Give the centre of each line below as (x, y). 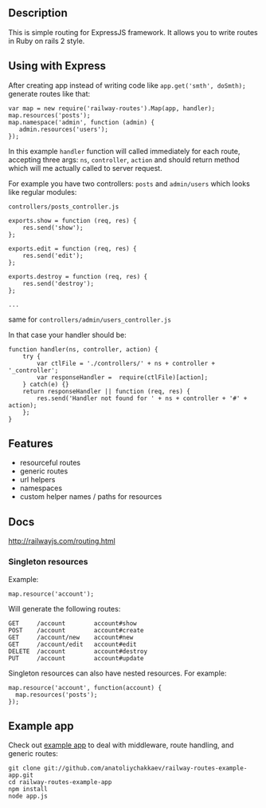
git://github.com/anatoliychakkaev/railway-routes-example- (145, 768)
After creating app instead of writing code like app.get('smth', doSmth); (127, 85)
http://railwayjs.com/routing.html (62, 541)
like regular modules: (43, 192)
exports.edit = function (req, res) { (72, 248)
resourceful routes (50, 463)
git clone (25, 768)
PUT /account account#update (76, 658)
